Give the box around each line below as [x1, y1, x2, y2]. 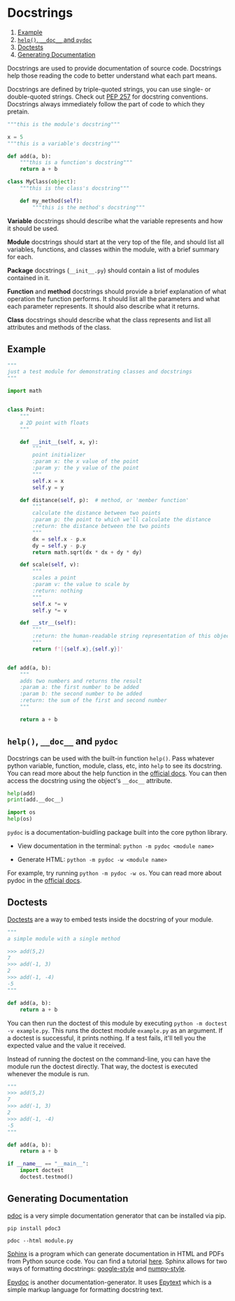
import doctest [20, 1167, 64, 1174]
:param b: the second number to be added [20, 690, 142, 697]
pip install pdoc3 [7, 1225, 61, 1232]
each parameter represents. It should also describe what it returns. [7, 302, 200, 310]
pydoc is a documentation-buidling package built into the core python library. [7, 828, 228, 837]
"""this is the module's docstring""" [7, 120, 120, 127]
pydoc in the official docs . [7, 877, 82, 885]
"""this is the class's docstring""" [20, 185, 130, 192]
